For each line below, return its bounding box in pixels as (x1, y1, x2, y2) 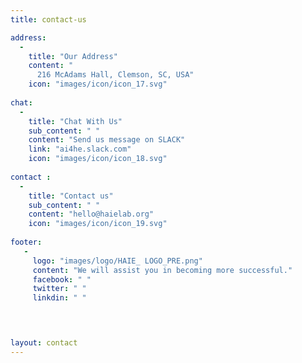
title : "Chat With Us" (28, 116, 123, 126)
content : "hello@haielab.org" (28, 209, 155, 220)
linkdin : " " (32, 293, 87, 303)
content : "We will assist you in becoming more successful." (32, 265, 293, 275)
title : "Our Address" (28, 51, 118, 61)
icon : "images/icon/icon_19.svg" (28, 219, 168, 229)
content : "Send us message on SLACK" (28, 135, 186, 145)
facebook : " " (32, 274, 92, 285)
